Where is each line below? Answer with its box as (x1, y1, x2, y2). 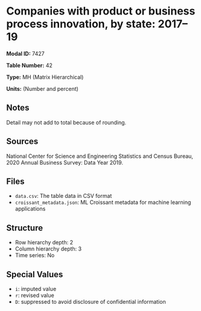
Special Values (6, 269, 63, 280)
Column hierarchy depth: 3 (14, 245, 82, 252)
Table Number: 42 (6, 62, 53, 69)
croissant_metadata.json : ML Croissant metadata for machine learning (14, 198, 191, 206)
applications (14, 205, 46, 212)
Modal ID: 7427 (6, 50, 45, 57)
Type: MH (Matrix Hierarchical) (6, 73, 84, 80)
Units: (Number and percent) (6, 85, 78, 92)
